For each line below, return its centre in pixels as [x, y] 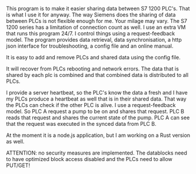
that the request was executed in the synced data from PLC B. [81, 124]
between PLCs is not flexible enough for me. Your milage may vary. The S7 [97, 21]
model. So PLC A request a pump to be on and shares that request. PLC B [95, 111]
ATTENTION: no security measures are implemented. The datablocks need [97, 153]
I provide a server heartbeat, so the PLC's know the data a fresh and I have [97, 93]
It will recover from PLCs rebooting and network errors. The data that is [93, 69]
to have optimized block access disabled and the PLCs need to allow [89, 159]
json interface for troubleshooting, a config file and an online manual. [90, 46]
